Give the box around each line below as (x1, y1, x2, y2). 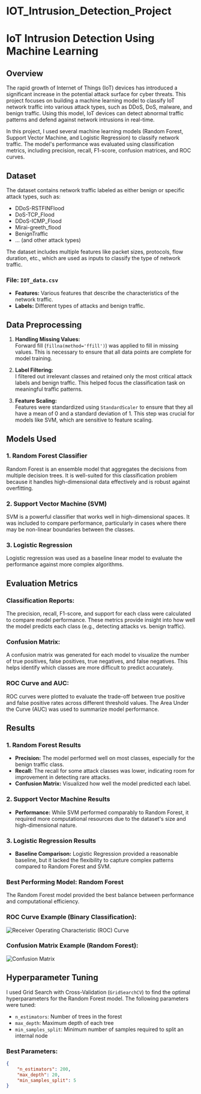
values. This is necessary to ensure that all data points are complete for (14, 348, 192, 355)
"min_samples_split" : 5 (17, 1077, 77, 1083)
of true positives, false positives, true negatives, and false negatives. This (6, 657, 188, 665)
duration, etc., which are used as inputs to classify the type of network (6, 255, 181, 262)
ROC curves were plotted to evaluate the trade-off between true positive (6, 692, 185, 700)
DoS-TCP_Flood (14, 211, 55, 218)
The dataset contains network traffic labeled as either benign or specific (6, 187, 185, 193)
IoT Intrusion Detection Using (6, 32, 155, 46)
